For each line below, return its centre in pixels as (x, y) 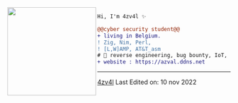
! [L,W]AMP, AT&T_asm (129, 49)
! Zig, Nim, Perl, (124, 42)
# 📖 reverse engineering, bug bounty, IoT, (163, 56)
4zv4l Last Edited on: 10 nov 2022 (147, 82)
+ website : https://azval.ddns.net (151, 62)
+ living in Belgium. (129, 36)
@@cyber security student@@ (139, 29)
